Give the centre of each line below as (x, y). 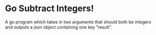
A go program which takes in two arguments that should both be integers (78, 22)
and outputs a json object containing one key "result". (59, 27)
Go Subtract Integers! (49, 9)
